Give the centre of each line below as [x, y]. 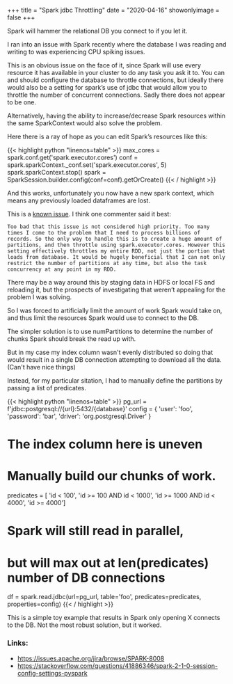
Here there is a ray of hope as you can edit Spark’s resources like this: [107, 136]
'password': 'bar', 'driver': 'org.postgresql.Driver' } [79, 416]
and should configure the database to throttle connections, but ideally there [115, 80]
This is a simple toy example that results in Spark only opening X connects [114, 618]
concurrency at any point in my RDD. [62, 269]
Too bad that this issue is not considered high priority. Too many [109, 227]
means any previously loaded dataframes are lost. [79, 200]
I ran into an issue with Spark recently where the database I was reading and [117, 44]
